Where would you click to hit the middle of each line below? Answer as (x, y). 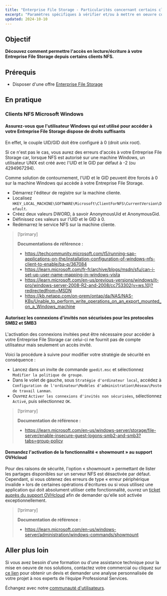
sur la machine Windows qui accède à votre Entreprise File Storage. (75, 183)
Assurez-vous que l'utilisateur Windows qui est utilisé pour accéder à (79, 126)
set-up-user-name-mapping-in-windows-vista (72, 274)
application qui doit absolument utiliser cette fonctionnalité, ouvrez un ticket (83, 490)
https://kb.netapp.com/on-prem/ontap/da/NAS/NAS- (79, 296)
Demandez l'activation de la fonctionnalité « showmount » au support (79, 452)
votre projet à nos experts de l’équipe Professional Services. (67, 578)
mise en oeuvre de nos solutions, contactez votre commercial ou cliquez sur (83, 568)
